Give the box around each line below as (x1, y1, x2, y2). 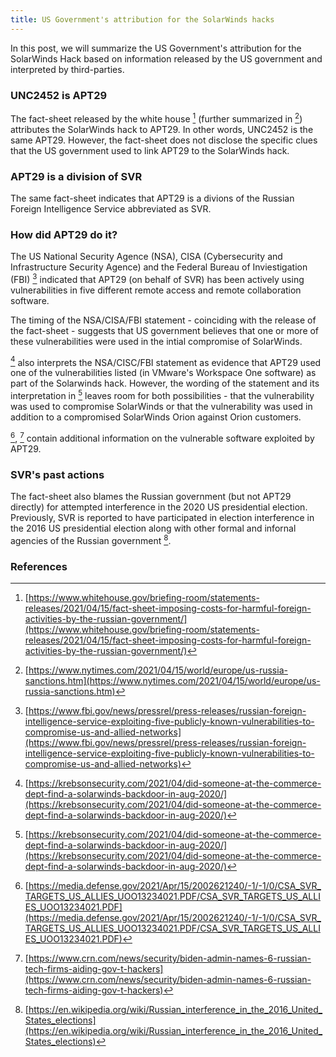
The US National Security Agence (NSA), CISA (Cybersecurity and (10, 251, 283, 263)
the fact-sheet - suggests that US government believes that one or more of (10, 324, 320, 336)
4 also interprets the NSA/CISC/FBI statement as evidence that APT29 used (10, 354, 322, 368)
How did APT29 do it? (10, 227, 118, 241)
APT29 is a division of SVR (10, 169, 143, 183)
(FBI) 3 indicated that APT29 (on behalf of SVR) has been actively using (10, 272, 305, 285)
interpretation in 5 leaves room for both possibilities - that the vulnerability (10, 388, 315, 402)
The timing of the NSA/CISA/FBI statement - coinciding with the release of (10, 314, 317, 326)
